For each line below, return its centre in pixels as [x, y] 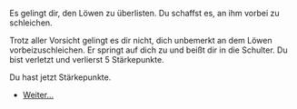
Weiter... [38, 95]
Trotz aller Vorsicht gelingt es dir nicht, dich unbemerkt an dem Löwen [141, 40]
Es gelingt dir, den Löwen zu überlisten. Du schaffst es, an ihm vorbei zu [144, 13]
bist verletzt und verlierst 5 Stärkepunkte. [87, 59]
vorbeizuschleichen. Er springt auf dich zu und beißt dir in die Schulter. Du [148, 50]
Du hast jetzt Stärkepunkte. [60, 77]
